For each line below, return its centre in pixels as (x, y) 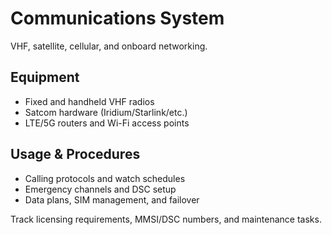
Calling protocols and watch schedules (105, 178)
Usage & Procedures (75, 154)
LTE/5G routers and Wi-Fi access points (107, 123)
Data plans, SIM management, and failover (112, 199)
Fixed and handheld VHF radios (89, 101)
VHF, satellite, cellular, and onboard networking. (109, 46)
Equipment (45, 77)
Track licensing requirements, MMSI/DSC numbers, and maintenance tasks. (166, 219)
